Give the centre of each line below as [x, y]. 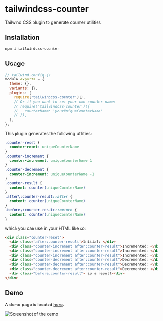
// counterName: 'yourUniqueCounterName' [58, 111]
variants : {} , [24, 88]
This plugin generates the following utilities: [49, 134]
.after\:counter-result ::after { [39, 197]
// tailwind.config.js [28, 75]
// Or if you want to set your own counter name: [65, 102]
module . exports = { [25, 79]
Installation [22, 38]
